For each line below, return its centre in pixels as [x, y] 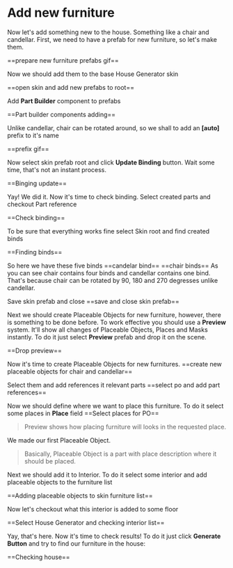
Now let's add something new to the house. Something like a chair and [109, 32]
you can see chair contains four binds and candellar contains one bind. [109, 273]
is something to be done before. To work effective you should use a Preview [116, 322]
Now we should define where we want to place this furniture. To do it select [115, 406]
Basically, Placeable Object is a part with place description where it [120, 454]
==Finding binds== [35, 252]
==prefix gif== [29, 148]
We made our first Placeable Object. [59, 440]
